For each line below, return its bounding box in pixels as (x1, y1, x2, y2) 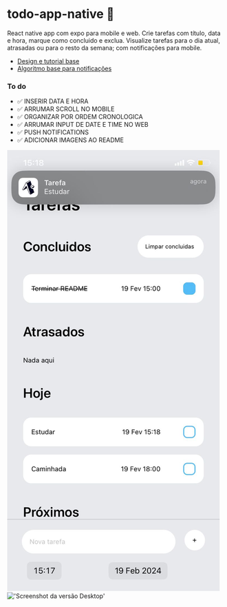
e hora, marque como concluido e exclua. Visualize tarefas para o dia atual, (7, 36, 220, 44)
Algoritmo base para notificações (17, 64, 112, 72)
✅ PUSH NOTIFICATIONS (17, 128, 89, 136)
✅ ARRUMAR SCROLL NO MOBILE (17, 105, 115, 113)
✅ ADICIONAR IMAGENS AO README (17, 136, 124, 144)
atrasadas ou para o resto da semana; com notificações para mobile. (7, 43, 202, 52)
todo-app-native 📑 (7, 6, 115, 22)
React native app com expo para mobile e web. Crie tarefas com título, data (7, 29, 221, 37)
